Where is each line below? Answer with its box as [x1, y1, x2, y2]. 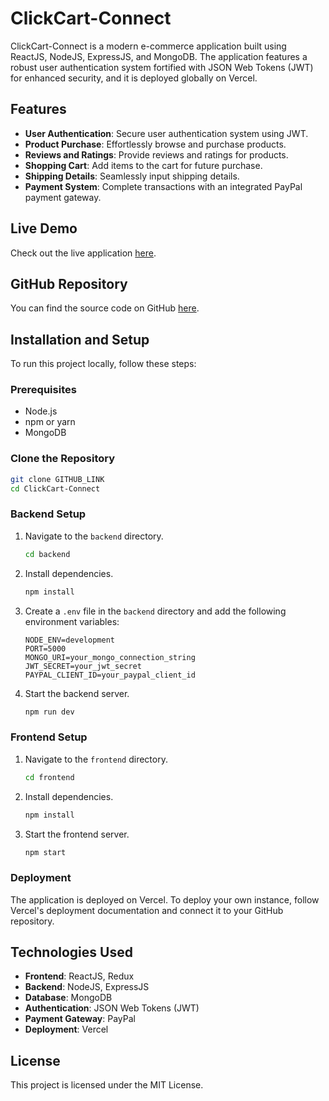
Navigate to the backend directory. [24, 530, 164, 542]
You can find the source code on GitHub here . [10, 302, 200, 314]
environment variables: [24, 615, 120, 627]
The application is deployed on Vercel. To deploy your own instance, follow [10, 893, 320, 906]
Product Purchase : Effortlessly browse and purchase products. [24, 138, 287, 150]
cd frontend [24, 772, 75, 782]
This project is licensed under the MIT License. [10, 1079, 204, 1091]
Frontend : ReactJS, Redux [24, 970, 135, 982]
